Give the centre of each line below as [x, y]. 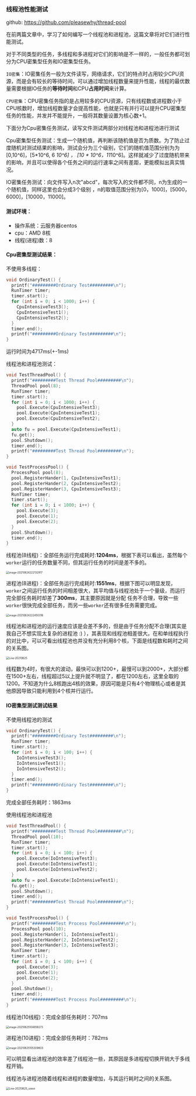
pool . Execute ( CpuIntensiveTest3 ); [58, 408]
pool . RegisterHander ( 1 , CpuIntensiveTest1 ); [66, 478]
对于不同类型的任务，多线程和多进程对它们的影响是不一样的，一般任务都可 [95, 54]
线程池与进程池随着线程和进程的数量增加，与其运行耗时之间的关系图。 [90, 1078]
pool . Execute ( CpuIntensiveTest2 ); [58, 419]
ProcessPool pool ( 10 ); [39, 929]
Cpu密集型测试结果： [32, 255]
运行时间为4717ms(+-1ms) [37, 352]
